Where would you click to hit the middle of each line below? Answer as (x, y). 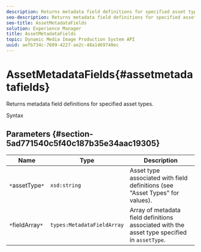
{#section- (73, 134)
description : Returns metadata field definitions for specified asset (96, 12)
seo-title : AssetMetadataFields (46, 23)
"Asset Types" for (154, 193)
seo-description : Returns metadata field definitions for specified (93, 17)
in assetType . (147, 239)
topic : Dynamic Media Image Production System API (71, 39)
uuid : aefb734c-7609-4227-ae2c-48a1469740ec (63, 45)
